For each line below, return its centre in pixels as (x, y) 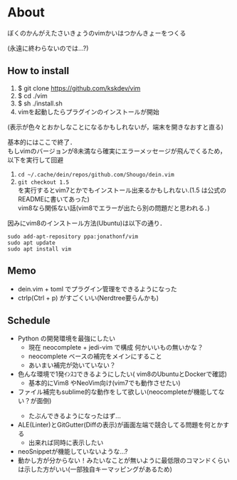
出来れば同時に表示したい (66, 443)
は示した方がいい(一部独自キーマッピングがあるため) (95, 469)
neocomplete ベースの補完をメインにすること (95, 356)
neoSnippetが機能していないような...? (73, 452)
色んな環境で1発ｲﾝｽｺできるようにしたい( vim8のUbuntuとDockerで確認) (122, 374)
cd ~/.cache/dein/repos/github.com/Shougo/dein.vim (96, 174)
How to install (38, 71)
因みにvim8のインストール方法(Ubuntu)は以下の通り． (86, 223)
